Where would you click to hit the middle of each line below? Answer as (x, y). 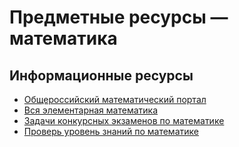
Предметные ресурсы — (119, 17)
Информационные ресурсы (101, 75)
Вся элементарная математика (90, 110)
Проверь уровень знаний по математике (111, 131)
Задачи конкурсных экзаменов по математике (124, 120)
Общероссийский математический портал (115, 99)
